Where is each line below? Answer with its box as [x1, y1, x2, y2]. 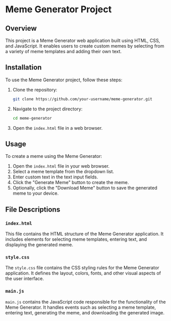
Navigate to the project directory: [12, 106, 83, 112]
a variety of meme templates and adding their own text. [5, 49, 122, 54]
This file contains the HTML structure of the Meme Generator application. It [5, 231, 164, 237]
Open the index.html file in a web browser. [12, 125, 103, 131]
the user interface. [5, 276, 44, 282]
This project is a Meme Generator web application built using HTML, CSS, [5, 37, 160, 43]
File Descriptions [5, 205, 60, 214]
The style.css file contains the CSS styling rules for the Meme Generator [5, 265, 160, 271]
